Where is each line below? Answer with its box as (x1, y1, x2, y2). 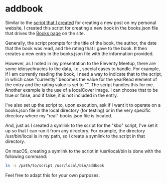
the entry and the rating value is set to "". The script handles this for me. (5, 81, 154, 88)
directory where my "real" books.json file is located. (5, 112, 113, 118)
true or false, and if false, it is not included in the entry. (5, 92, 118, 98)
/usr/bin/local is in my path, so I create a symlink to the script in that (5, 133, 145, 139)
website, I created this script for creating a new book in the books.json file (5, 25, 158, 31)
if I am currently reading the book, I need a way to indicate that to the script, (5, 71, 162, 77)
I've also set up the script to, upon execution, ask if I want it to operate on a (5, 102, 161, 108)
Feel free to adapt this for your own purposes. (5, 172, 100, 178)
